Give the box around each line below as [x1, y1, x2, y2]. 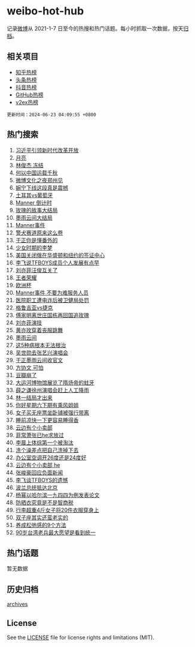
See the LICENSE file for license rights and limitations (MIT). [7, 634, 155, 641]
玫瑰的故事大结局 [15, 206, 58, 213]
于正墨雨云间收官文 [15, 356, 63, 363]
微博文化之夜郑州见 [15, 176, 63, 183]
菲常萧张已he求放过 [15, 431, 65, 438]
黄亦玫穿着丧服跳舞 [15, 326, 63, 333]
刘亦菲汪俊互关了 [15, 266, 58, 273]
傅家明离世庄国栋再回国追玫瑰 [15, 311, 89, 318]
